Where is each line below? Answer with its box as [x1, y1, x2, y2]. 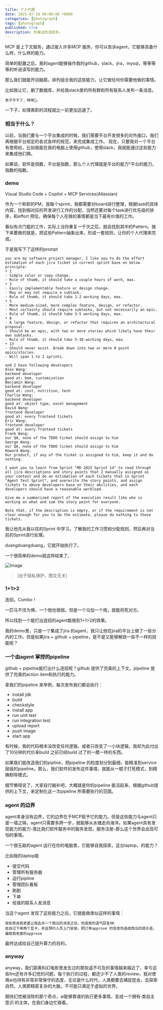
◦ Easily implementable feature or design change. [5, 286, 110, 291]
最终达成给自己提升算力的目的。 [5, 941, 69, 947]
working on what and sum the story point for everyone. [5, 499, 121, 505]
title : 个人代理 [5, 7, 35, 12]
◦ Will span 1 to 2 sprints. [5, 354, 64, 359]
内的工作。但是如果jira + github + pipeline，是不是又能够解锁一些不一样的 [5, 633, 152, 640]
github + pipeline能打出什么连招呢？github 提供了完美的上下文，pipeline [5, 665, 150, 672]
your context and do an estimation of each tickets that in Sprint [5, 474, 145, 479]
